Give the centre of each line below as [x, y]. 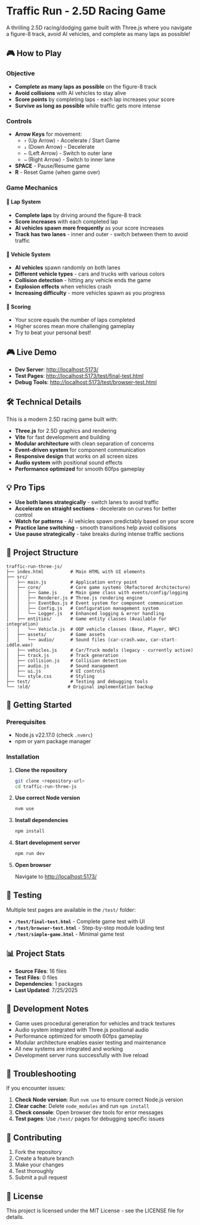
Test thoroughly [34, 1171]
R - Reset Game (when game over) [57, 172]
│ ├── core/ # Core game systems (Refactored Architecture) [99, 587]
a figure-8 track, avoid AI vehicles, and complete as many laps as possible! [98, 33]
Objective [21, 74]
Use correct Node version [47, 798]
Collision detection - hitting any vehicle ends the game [83, 280]
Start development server [47, 843]
